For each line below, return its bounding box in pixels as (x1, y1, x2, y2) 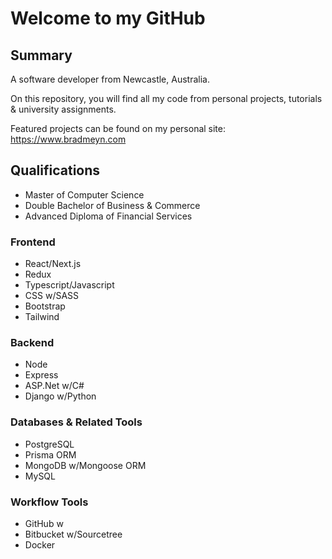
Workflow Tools (10, 495, 89, 509)
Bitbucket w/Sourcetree (24, 528, 123, 540)
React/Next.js (24, 258, 82, 270)
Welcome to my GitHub (10, 7, 206, 30)
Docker (24, 539, 56, 551)
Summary (10, 47, 73, 64)
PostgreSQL (24, 438, 75, 450)
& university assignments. (10, 103, 117, 115)
